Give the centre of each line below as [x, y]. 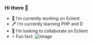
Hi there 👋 [17, 8]
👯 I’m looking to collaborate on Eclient [50, 31]
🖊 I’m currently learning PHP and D [47, 24]
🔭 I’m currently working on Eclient [46, 19]
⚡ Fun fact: [23, 37]
